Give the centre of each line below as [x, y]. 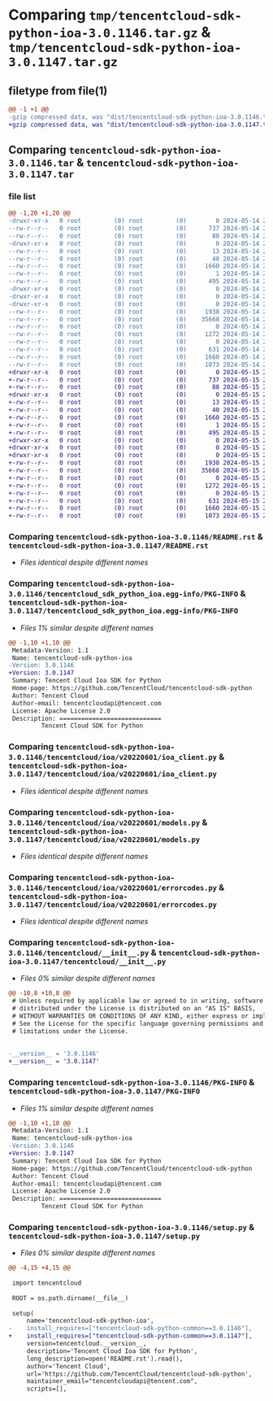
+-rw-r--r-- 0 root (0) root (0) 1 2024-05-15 [134, 425]
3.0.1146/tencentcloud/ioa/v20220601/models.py [104, 823]
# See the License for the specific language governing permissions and [138, 1023]
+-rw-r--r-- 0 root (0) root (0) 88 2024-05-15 [134, 387]
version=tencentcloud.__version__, [87, 1344]
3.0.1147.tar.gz [63, 62]
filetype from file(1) [58, 91]
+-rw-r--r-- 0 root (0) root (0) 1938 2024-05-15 [134, 463]
